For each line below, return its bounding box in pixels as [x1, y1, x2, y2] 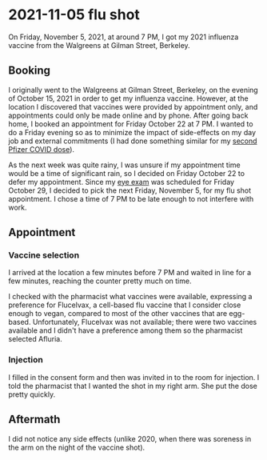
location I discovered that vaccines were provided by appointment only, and [8, 102, 258, 111]
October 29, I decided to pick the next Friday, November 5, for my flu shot [8, 186, 252, 195]
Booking [8, 64, 50, 78]
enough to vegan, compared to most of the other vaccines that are [8, 309, 228, 318]
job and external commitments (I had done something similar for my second [8, 136, 257, 146]
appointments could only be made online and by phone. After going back [8, 110, 249, 120]
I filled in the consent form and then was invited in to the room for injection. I [8, 372, 260, 382]
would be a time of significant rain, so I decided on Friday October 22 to [8, 168, 245, 178]
